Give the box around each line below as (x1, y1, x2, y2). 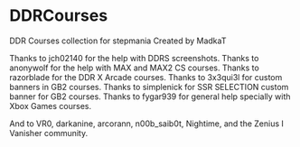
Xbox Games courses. (9, 100, 92, 111)
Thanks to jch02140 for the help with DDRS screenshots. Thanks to (9, 52, 259, 63)
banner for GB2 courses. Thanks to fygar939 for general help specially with (9, 91, 291, 102)
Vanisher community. (9, 127, 89, 138)
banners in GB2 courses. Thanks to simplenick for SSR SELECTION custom (9, 81, 289, 92)
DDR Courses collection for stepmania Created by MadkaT (9, 35, 227, 46)
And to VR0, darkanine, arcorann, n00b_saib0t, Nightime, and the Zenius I (9, 118, 285, 129)
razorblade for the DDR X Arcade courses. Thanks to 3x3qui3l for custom (9, 71, 283, 82)
